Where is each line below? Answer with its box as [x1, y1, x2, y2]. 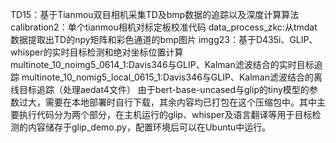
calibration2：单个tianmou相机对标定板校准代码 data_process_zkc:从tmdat [10, 21, 318, 33]
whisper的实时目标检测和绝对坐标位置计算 [10, 46, 184, 58]
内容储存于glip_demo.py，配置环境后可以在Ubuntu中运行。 [27, 121, 272, 133]
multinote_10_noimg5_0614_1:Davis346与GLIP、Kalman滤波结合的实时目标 [10, 59, 315, 70]
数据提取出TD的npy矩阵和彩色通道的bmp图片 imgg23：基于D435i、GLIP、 [10, 34, 318, 45]
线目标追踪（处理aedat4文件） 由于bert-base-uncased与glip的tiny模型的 [10, 84, 310, 95]
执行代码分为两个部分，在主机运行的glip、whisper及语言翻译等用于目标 [18, 109, 313, 120]
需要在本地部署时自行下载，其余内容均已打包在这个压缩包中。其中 [44, 96, 317, 108]
